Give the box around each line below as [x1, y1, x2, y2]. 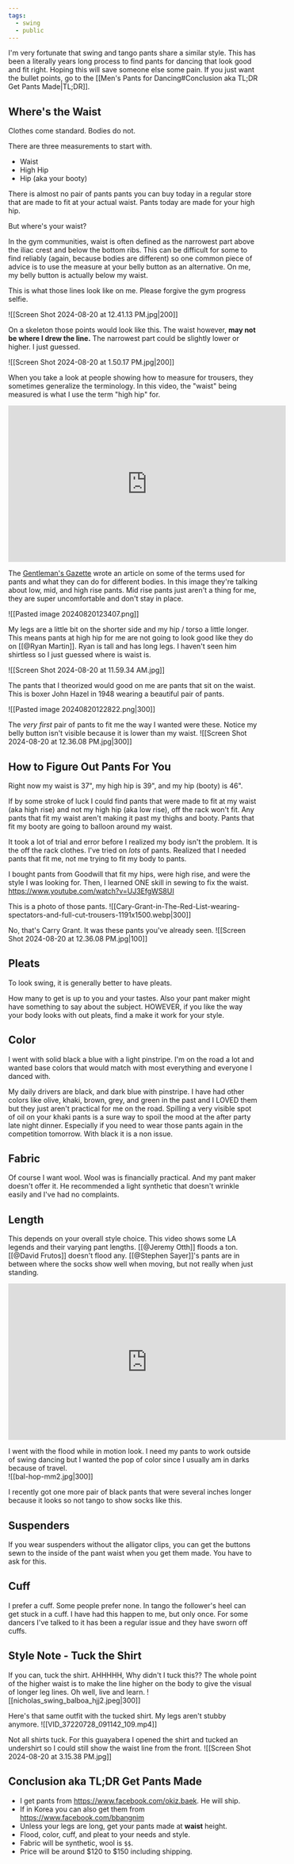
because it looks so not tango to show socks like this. [8, 1495, 182, 1506]
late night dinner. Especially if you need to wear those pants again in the [8, 1120, 243, 1130]
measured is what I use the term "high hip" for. [8, 390, 161, 400]
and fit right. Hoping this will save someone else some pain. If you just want [8, 65, 255, 75]
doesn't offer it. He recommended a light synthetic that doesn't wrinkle [8, 1181, 239, 1191]
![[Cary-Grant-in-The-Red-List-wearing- [109, 902, 240, 911]
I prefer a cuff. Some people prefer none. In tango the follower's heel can [8, 1600, 246, 1610]
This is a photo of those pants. [8, 902, 108, 911]
